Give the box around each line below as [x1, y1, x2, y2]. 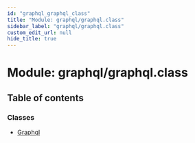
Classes [7, 112, 35, 122]
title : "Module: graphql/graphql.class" [7, 16, 125, 23]
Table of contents [7, 92, 84, 103]
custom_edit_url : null [7, 29, 72, 36]
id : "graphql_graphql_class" [7, 10, 91, 17]
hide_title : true [7, 36, 57, 42]
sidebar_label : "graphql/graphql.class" [7, 23, 125, 29]
